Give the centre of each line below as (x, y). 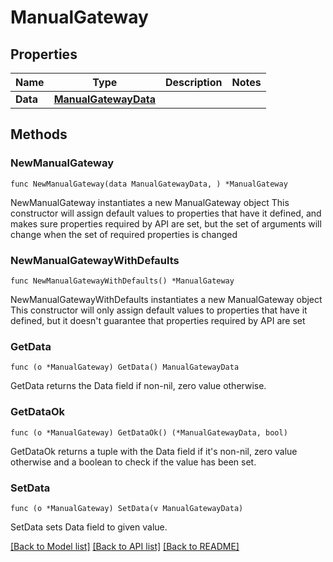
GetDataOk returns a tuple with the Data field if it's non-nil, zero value (154, 451)
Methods (39, 134)
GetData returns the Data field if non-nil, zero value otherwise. (138, 386)
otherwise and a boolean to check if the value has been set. (133, 462)
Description (194, 82)
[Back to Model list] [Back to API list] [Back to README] (125, 546)
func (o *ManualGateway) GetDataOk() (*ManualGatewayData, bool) (149, 432)
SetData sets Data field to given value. (89, 527)
